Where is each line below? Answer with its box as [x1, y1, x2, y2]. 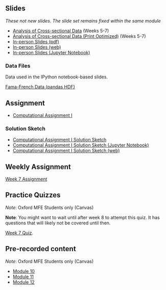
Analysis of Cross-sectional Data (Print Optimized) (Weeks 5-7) [12, 33, 147, 39]
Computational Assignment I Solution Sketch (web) [12, 148, 120, 154]
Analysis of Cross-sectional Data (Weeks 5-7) [12, 28, 109, 34]
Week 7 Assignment [5, 176, 48, 182]
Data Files [5, 62, 31, 69]
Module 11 [12, 274, 34, 280]
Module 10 [12, 268, 35, 274]
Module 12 [12, 279, 35, 285]
